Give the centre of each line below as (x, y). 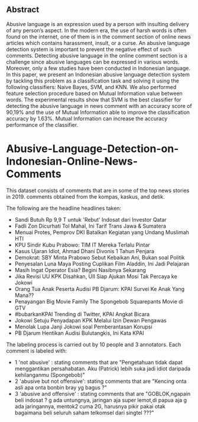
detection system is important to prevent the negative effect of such (89, 49)
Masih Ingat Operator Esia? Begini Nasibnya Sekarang (80, 270)
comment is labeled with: (37, 351)
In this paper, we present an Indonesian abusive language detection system (98, 74)
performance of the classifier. (42, 124)
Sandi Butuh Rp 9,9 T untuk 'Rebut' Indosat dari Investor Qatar (90, 219)
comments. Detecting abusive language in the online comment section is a (97, 55)
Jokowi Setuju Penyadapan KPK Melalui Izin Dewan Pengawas (90, 320)
